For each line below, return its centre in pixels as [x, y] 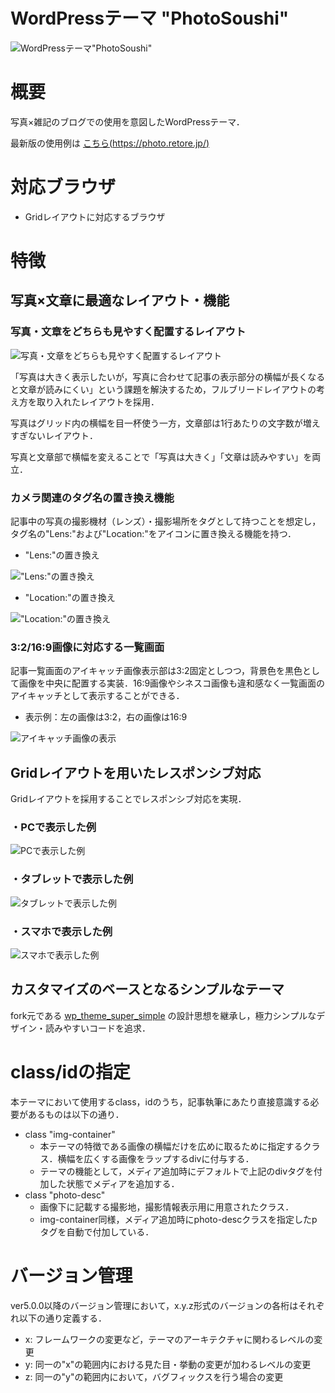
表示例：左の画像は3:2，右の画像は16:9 [106, 717]
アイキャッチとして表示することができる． [97, 696]
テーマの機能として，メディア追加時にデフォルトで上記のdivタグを [177, 1171]
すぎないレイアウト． [54, 435]
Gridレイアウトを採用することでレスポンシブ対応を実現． [128, 799]
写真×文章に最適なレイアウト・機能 [120, 300]
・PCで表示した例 [53, 827]
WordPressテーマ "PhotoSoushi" [150, 18]
